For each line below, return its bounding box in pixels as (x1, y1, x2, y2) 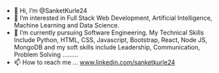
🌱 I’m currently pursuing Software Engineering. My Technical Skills (13, 28, 204, 36)
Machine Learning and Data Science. (13, 21, 120, 29)
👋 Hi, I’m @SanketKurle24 (13, 7, 88, 14)
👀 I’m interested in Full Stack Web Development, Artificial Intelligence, (13, 14, 213, 22)
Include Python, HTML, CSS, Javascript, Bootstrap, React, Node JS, (13, 36, 208, 44)
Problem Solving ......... (13, 50, 78, 59)
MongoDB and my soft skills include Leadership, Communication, (13, 43, 200, 51)
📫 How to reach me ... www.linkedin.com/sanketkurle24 (13, 59, 175, 66)
